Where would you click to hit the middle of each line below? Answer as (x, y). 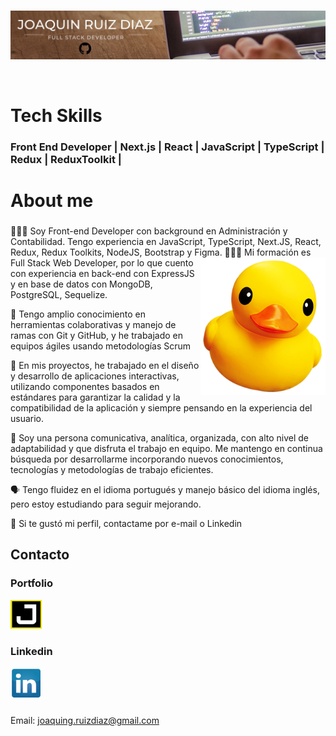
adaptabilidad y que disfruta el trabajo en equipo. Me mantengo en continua (166, 448)
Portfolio (32, 583)
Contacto (40, 555)
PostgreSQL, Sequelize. (59, 294)
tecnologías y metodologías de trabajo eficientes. (112, 469)
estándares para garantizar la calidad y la (95, 397)
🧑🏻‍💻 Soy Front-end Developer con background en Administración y (149, 231)
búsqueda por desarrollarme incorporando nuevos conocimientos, (147, 459)
